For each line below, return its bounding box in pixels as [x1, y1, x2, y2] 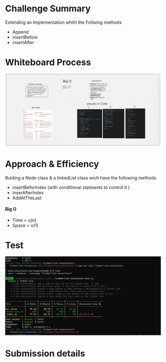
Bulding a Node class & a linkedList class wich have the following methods [5, 175, 157, 181]
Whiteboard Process [5, 57, 91, 68]
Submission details [5, 348, 85, 359]
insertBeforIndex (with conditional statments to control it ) [12, 184, 130, 190]
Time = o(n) [12, 217, 37, 223]
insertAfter [12, 39, 35, 45]
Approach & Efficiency [5, 158, 99, 170]
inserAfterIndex [12, 189, 44, 195]
